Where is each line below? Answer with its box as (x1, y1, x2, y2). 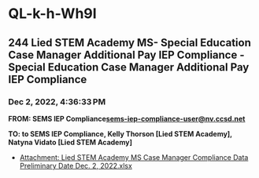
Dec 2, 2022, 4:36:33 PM (8, 96, 106, 107)
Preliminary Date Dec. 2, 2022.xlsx (19, 161, 132, 170)
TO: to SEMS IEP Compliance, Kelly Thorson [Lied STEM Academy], (8, 129, 232, 138)
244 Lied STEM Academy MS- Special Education (8, 36, 252, 49)
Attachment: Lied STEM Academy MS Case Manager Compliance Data (19, 152, 249, 162)
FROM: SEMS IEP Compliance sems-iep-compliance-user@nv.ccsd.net (8, 114, 246, 123)
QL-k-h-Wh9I (8, 5, 97, 23)
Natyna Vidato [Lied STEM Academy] (8, 137, 132, 147)
